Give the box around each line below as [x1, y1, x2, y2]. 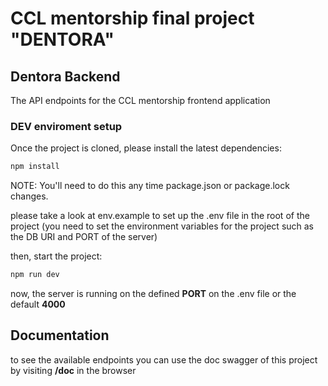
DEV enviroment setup [10, 119, 123, 133]
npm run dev [10, 270, 60, 280]
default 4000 [10, 298, 66, 311]
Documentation [10, 327, 110, 344]
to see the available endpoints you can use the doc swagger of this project [10, 353, 318, 366]
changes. [10, 190, 49, 202]
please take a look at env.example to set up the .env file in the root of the [10, 210, 310, 222]
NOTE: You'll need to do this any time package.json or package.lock [10, 180, 290, 192]
